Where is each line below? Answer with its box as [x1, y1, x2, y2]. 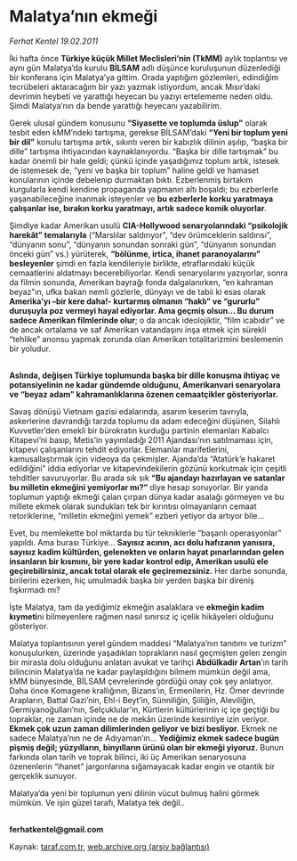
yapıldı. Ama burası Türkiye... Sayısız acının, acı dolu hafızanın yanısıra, [9, 537, 276, 547]
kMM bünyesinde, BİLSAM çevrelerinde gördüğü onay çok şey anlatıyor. [9, 676, 274, 686]
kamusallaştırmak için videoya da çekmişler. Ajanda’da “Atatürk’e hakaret [9, 453, 276, 464]
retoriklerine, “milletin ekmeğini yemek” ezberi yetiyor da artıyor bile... [9, 510, 265, 521]
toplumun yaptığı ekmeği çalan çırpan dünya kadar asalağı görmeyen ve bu [9, 491, 285, 502]
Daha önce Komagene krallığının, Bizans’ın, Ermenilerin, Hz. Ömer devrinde [9, 685, 285, 696]
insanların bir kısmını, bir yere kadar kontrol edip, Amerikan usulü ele [9, 555, 269, 567]
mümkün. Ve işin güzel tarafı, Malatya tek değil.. [9, 797, 185, 808]
